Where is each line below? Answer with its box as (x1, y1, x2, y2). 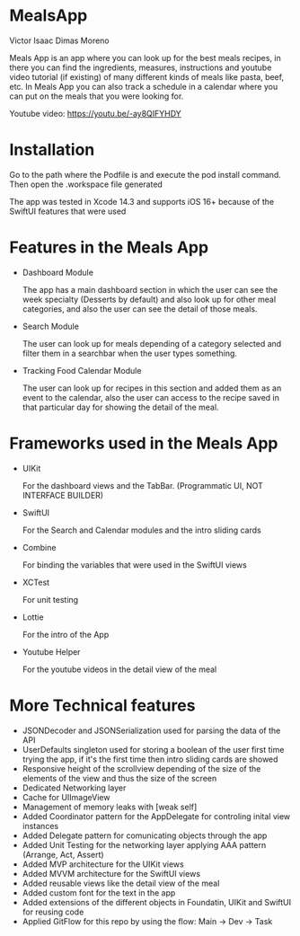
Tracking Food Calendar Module (22, 365, 142, 375)
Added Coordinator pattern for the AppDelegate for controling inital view (22, 810, 291, 822)
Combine (22, 542, 57, 552)
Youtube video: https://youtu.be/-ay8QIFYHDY (9, 108, 181, 119)
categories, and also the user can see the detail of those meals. (22, 303, 258, 314)
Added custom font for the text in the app (22, 887, 176, 898)
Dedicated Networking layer (22, 782, 127, 793)
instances (22, 820, 59, 831)
